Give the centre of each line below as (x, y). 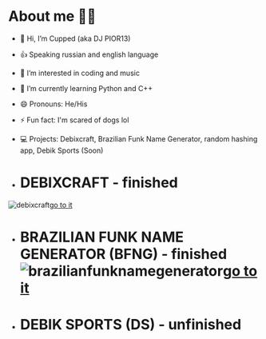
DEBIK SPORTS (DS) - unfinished (131, 325)
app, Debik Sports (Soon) (62, 150)
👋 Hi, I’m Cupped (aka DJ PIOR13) (75, 38)
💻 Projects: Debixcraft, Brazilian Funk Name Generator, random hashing (139, 138)
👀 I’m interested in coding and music (79, 73)
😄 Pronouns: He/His (54, 104)
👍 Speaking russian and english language (89, 54)
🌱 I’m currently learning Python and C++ (86, 88)
